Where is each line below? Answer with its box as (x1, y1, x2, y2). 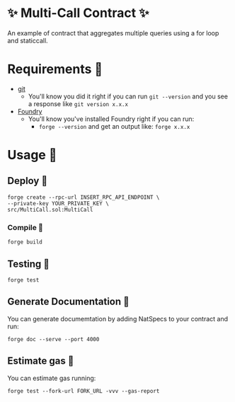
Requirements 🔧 (7, 62, 103, 77)
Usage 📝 (7, 147, 57, 163)
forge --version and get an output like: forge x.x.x (38, 122, 190, 130)
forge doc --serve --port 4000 (7, 335, 100, 343)
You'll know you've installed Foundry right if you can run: (28, 115, 195, 123)
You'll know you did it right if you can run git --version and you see (28, 92, 229, 100)
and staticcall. (7, 36, 48, 45)
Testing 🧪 (7, 258, 50, 270)
